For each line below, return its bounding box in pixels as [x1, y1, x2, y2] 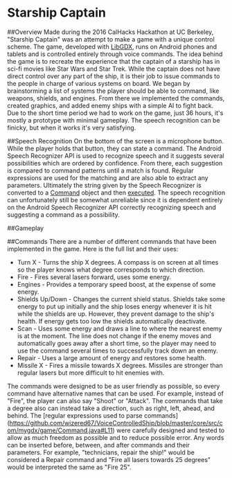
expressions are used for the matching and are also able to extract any [7, 173, 209, 182]
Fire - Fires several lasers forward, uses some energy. [17, 272, 172, 281]
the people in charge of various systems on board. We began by [7, 79, 190, 87]
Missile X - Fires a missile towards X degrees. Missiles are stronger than [17, 361, 223, 369]
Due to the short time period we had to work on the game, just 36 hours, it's [7, 109, 224, 117]
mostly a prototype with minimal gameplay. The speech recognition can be [7, 116, 220, 124]
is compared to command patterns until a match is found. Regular [7, 166, 194, 175]
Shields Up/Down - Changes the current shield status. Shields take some [17, 294, 226, 303]
